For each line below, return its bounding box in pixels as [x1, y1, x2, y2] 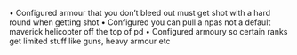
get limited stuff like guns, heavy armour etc [9, 35, 171, 46]
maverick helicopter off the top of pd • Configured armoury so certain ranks [9, 27, 288, 36]
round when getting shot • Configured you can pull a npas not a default [9, 17, 271, 27]
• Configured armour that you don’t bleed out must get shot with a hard [9, 8, 271, 18]
